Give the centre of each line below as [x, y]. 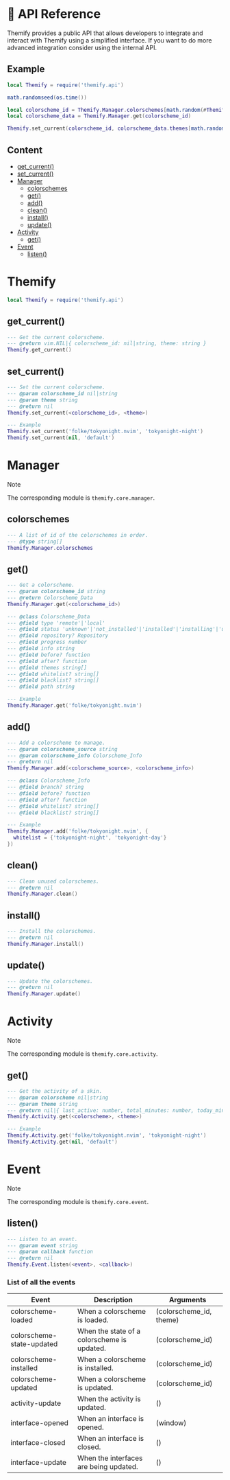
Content [25, 150]
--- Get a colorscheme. [41, 585]
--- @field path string [41, 687]
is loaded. [93, 1320]
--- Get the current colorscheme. [56, 337]
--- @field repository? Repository [58, 636]
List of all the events [41, 1282]
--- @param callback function [50, 1252]
